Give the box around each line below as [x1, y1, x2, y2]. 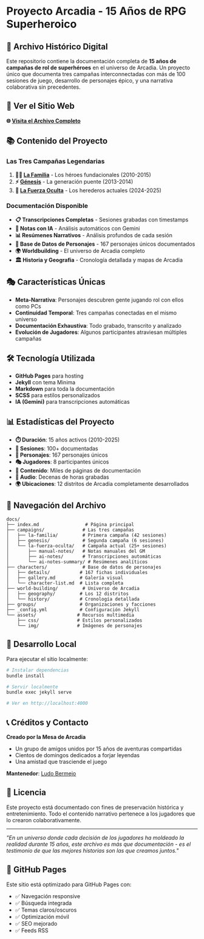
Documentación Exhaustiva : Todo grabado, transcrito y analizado [15, 322, 182, 329]
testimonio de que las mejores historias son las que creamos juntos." [6, 847, 179, 854]
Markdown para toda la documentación [15, 385, 115, 393]
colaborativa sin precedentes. [6, 83, 81, 91]
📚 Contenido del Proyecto [6, 136, 108, 147]
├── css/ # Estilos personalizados [17, 617, 143, 624]
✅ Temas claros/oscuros [15, 906, 77, 913]
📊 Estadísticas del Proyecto [6, 417, 115, 427]
